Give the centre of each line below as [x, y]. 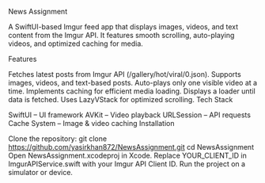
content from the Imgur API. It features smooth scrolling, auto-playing [121, 35]
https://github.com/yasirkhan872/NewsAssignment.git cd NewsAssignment [131, 147]
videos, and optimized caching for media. [76, 44]
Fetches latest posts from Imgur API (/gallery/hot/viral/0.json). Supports [125, 74]
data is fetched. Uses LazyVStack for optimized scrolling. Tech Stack [121, 99]
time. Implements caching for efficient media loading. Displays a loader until [132, 91]
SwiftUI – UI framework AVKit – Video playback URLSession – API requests [130, 115]
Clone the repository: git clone [58, 139]
